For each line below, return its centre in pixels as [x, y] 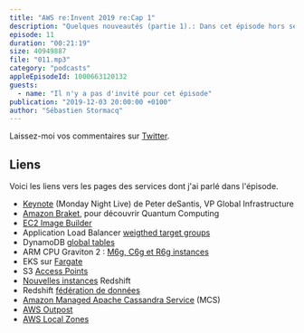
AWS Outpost [47, 309]
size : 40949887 [38, 52]
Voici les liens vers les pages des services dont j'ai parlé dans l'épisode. [144, 186]
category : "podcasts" [50, 69]
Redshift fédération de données [81, 290]
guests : [24, 85]
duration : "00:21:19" [50, 43]
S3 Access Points [55, 271]
